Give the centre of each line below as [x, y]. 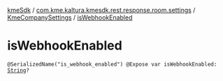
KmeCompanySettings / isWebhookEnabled [70, 17]
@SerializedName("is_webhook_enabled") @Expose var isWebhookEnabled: [112, 64]
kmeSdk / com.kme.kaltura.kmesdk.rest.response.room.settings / [101, 10]
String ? [19, 70]
